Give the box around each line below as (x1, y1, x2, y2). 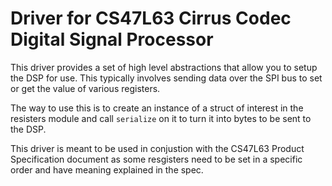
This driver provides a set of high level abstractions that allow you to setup (10, 61, 318, 73)
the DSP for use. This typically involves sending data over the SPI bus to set (10, 72, 323, 84)
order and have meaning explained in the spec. (10, 163, 204, 176)
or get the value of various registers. (10, 82, 161, 94)
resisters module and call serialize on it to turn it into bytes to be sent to (10, 112, 312, 124)
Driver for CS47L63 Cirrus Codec (10, 7, 292, 30)
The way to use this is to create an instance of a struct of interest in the (10, 102, 304, 114)
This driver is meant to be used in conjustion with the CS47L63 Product (10, 142, 305, 154)
